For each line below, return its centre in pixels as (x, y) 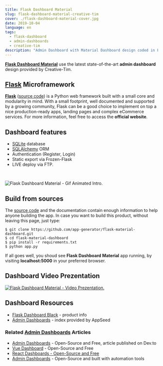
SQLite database (29, 144)
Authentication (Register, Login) (44, 154)
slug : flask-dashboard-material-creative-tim (52, 14)
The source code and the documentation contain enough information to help (81, 210)
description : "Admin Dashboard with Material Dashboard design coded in (80, 50)
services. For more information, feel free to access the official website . (76, 117)
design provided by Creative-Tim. (38, 69)
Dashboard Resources (39, 303)
